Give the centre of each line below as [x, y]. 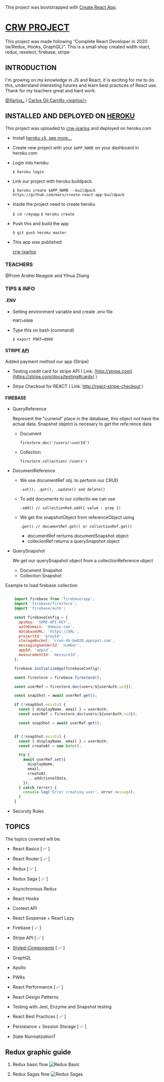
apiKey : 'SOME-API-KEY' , [44, 622]
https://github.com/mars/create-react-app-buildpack [68, 195]
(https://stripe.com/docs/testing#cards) [53, 377]
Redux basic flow [30, 1064]
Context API [25, 908]
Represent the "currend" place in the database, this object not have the [86, 419]
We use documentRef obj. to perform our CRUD [69, 481]
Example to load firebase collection [41, 585]
